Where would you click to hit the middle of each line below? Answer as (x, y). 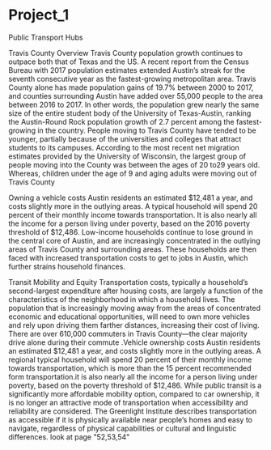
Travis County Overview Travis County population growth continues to (125, 53)
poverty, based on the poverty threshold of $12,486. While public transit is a (135, 385)
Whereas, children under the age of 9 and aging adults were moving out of (133, 173)
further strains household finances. (67, 266)
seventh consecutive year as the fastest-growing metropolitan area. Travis (132, 79)
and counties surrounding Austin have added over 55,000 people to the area (136, 96)
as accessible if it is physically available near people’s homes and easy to (131, 419)
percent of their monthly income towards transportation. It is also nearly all (133, 214)
